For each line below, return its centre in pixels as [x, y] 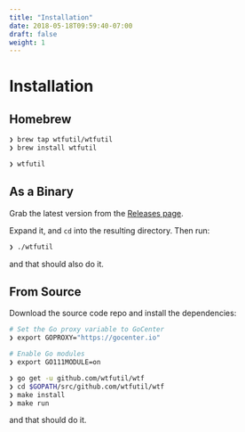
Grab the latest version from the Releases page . [96, 213]
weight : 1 [28, 42]
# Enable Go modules [47, 354]
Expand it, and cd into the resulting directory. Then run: [110, 230]
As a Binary [41, 192]
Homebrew [40, 119]
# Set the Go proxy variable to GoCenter [87, 330]
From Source [45, 292]
